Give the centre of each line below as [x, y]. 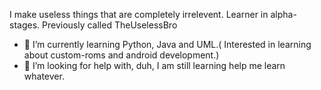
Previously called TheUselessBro [110, 25]
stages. [25, 25]
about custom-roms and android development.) [121, 55]
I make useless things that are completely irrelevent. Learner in [139, 14]
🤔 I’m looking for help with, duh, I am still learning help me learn [154, 65]
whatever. [44, 76]
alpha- [283, 14]
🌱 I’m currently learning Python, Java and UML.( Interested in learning [167, 44]
